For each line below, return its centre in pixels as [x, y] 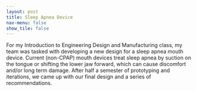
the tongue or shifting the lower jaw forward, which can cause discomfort [96, 64]
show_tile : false [28, 28]
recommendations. [29, 83]
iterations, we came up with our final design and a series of [79, 77]
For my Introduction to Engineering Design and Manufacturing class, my [94, 45]
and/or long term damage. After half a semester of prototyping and [88, 70]
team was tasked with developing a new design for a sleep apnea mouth [95, 52]
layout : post [22, 12]
